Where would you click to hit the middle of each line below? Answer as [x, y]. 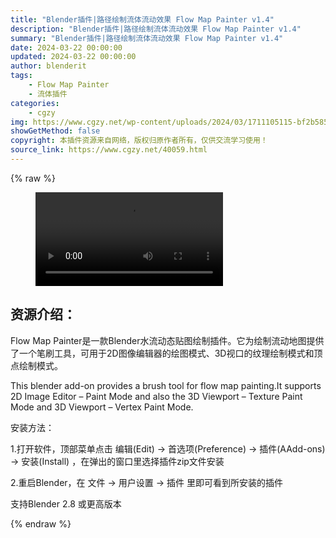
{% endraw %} [41, 523]
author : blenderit [48, 66]
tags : [21, 76]
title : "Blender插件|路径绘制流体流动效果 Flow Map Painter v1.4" [142, 19]
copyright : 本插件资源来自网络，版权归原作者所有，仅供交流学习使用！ [139, 141]
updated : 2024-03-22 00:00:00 [73, 57]
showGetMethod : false [55, 131]
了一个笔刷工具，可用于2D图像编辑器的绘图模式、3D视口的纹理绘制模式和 [162, 353]
